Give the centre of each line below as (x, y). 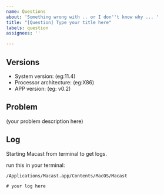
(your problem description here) (45, 121)
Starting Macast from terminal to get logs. (57, 153)
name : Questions (26, 11)
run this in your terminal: (36, 165)
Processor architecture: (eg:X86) (54, 82)
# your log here (26, 186)
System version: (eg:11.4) (45, 76)
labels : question (27, 28)
